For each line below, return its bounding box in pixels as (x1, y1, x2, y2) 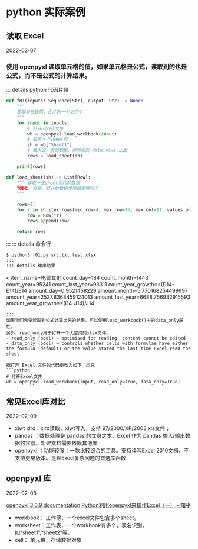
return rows (16, 228, 46, 234)
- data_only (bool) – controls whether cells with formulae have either (6, 341, 189, 347)
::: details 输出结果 (6, 263, 56, 269)
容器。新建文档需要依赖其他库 (25, 440, 98, 447)
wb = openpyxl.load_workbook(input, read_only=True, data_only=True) (6, 379, 181, 385)
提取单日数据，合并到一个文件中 (16, 109, 82, 115)
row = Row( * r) (27, 212, 62, 219)
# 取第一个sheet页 (27, 137, 68, 143)
